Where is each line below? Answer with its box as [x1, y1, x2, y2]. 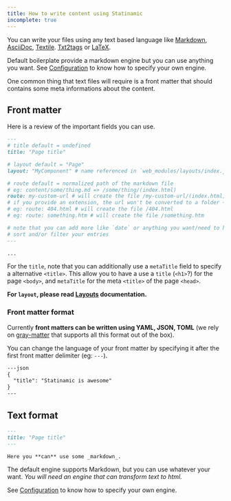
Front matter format [7, 308, 74, 317]
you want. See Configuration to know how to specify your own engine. [7, 63, 207, 72]
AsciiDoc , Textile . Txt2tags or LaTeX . [7, 43, 111, 51]
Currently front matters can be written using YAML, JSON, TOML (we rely [7, 323, 219, 331]
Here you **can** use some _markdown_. [7, 453, 122, 460]
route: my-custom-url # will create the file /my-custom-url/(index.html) [7, 193, 226, 200]
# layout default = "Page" [7, 161, 85, 168]
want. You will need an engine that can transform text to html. [7, 473, 182, 481]
